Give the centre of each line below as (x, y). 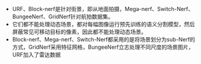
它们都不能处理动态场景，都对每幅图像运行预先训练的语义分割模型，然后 (103, 24)
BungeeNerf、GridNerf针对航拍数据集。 (63, 16)
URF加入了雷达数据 (36, 55)
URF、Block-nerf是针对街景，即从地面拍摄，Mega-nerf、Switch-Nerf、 (103, 9)
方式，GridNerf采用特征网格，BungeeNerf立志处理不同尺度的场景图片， (103, 47)
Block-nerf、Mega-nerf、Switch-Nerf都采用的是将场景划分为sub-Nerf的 (104, 39)
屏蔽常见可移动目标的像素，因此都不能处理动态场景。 (79, 32)
